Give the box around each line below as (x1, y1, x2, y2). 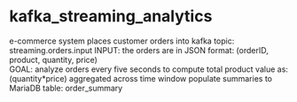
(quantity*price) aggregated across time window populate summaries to (9, 73, 273, 83)
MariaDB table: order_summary (9, 82, 123, 93)
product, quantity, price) (9, 54, 98, 65)
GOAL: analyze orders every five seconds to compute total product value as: (9, 64, 288, 75)
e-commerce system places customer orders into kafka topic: (9, 35, 235, 46)
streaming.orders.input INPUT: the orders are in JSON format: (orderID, (9, 44, 269, 55)
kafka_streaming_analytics (9, 6, 213, 27)
